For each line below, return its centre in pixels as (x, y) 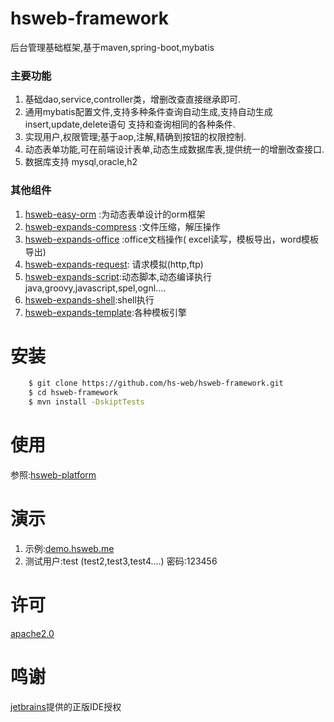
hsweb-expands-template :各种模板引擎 (105, 312)
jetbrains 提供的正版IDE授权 (66, 706)
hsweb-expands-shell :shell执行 (89, 299)
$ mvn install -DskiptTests (86, 402)
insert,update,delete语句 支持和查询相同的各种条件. (130, 124)
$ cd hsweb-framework (73, 393)
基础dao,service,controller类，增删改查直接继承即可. (133, 99)
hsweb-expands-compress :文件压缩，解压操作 (122, 226)
